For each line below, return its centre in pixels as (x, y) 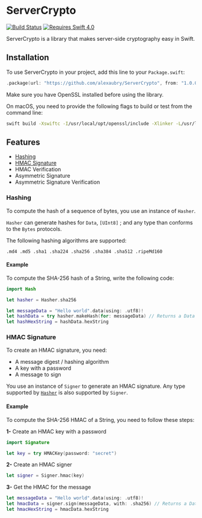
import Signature (28, 442)
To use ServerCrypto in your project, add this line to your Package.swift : (96, 72)
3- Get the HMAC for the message (49, 487)
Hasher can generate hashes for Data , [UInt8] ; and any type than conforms (100, 222)
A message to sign (38, 375)
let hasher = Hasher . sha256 (41, 300)
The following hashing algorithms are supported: (66, 240)
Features (23, 142)
